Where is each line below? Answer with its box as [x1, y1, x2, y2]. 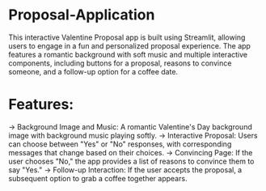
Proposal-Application [8, 6, 155, 24]
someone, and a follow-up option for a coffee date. [8, 66, 179, 76]
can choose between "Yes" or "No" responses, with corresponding [8, 139, 232, 149]
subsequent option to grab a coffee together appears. [8, 173, 188, 183]
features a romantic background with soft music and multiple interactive [8, 49, 248, 59]
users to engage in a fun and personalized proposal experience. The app [8, 40, 251, 50]
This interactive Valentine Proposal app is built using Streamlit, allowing [8, 32, 246, 42]
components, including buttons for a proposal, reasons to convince [8, 58, 232, 68]
